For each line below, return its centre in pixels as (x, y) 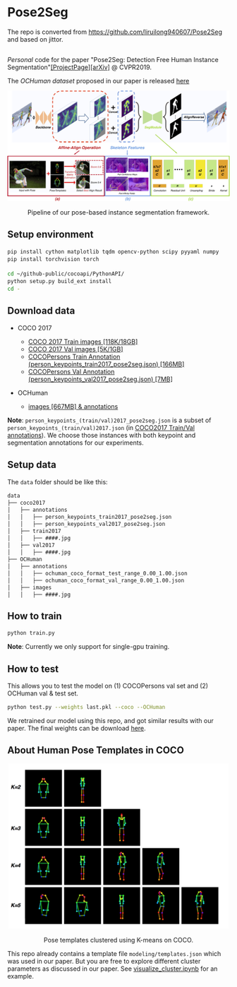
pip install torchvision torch (53, 259)
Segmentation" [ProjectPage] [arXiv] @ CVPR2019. (80, 67)
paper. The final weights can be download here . (77, 728)
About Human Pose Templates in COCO (96, 750)
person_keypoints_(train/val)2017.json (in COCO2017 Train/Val (101, 427)
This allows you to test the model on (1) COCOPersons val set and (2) (108, 686)
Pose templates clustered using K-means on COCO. (119, 940)
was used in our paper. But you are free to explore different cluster (104, 961)
